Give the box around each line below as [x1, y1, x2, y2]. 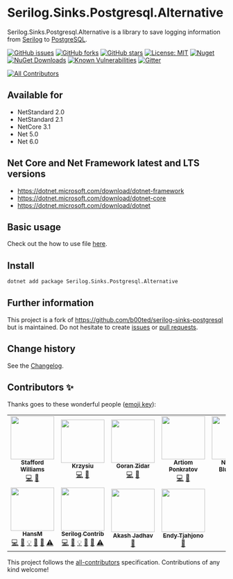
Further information [7, 297, 94, 309]
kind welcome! [7, 565, 49, 573]
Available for [7, 89, 64, 101]
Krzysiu [71, 462, 94, 470]
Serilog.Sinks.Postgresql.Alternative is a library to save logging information [7, 28, 221, 36]
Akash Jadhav [112, 532, 154, 540]
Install [7, 260, 35, 271]
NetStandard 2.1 [17, 115, 63, 123]
